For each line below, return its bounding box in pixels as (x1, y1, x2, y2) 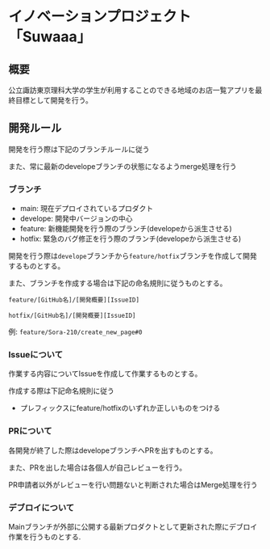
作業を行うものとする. (8, 532, 81, 542)
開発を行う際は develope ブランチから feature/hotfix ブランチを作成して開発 (8, 251, 258, 261)
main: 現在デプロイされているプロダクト (19, 204, 154, 213)
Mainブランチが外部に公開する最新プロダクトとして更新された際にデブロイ (8, 522, 258, 531)
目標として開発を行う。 (15, 95, 93, 105)
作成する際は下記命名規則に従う (8, 386, 114, 396)
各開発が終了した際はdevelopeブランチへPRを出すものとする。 (8, 446, 218, 455)
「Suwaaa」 (8, 27, 92, 46)
